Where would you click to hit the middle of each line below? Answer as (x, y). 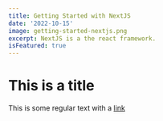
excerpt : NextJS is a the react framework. (82, 38)
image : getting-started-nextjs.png (68, 31)
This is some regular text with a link (67, 108)
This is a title (51, 86)
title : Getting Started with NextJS (69, 16)
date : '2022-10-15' (41, 23)
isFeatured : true (37, 46)
